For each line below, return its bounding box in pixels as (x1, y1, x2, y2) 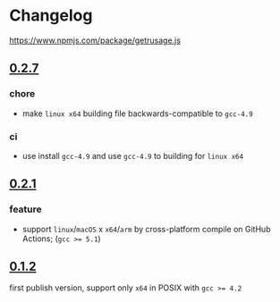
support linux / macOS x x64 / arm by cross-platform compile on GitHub (21, 223, 271, 234)
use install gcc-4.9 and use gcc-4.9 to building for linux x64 (21, 150, 244, 161)
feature (9, 203, 42, 215)
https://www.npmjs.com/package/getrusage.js (9, 35, 182, 46)
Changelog (9, 5, 93, 26)
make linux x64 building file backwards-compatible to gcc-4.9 (21, 108, 253, 119)
